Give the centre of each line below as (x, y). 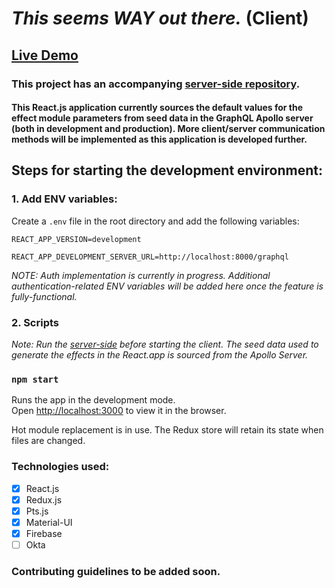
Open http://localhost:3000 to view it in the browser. (119, 411)
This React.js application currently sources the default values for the (157, 108)
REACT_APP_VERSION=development (76, 239)
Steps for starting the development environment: (167, 170)
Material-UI (49, 522)
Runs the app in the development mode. (93, 400)
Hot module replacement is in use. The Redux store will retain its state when (167, 430)
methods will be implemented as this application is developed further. (159, 139)
